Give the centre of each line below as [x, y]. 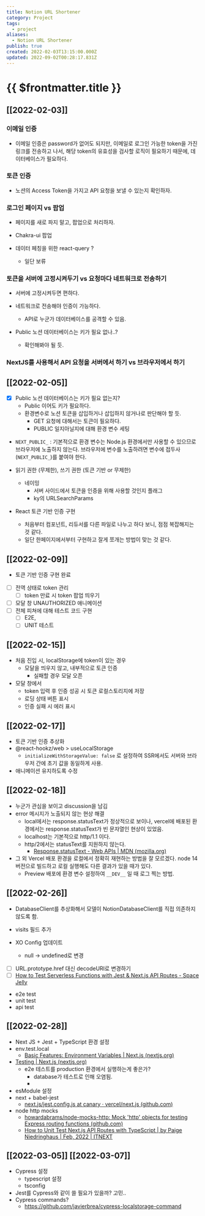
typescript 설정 [43, 1179]
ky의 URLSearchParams [63, 499]
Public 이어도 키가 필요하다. [57, 406]
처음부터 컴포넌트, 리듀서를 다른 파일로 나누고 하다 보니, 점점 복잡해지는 [109, 524]
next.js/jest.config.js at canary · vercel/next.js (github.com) [99, 1104]
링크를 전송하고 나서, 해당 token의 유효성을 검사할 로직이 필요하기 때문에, [102, 151]
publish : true [24, 46]
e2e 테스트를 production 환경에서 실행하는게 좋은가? [88, 1069]
